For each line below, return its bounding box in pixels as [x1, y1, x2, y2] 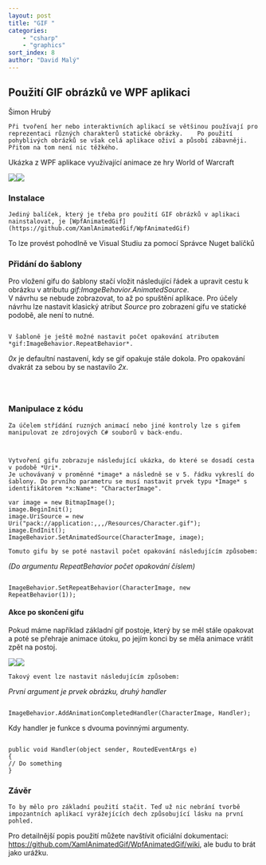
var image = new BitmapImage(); [8, 498, 115, 506]
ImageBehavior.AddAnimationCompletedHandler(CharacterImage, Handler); [8, 708, 251, 717]
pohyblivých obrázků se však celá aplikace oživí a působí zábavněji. [8, 137, 248, 145]
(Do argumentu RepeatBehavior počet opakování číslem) [8, 561, 196, 571]
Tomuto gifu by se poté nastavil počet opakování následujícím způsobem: [8, 547, 259, 555]
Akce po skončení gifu [8, 608, 84, 617]
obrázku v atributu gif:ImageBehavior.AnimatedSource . [8, 285, 190, 295]
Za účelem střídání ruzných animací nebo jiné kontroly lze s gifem [8, 421, 241, 430]
